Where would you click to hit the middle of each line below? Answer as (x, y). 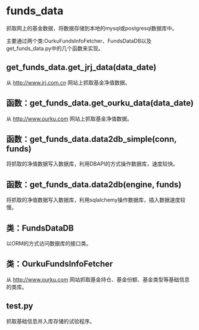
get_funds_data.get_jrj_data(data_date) (81, 68)
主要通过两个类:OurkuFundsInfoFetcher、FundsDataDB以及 (79, 41)
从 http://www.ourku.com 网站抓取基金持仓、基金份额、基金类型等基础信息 (98, 279)
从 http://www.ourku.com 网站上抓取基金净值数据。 (69, 119)
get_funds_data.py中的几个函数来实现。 (55, 48)
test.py (20, 306)
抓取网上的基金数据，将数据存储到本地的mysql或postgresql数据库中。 (92, 28)
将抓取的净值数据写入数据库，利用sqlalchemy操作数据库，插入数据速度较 (96, 200)
